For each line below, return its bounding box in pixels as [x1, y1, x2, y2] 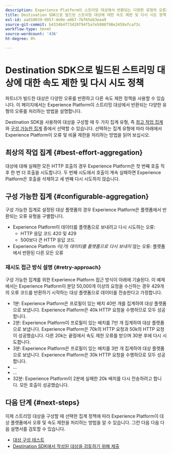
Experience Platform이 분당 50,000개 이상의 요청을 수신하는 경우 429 [18, 283, 160, 289]
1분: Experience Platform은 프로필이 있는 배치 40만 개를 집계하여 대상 [12, 300, 154, 306]
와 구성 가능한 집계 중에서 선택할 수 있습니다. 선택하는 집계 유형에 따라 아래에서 [5, 125, 162, 131]
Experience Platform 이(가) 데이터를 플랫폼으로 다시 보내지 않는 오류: [12, 243, 152, 250]
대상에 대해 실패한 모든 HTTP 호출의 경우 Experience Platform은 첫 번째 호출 [5, 163, 160, 169]
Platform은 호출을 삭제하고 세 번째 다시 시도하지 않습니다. [5, 176, 120, 182]
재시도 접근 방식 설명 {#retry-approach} [5, 264, 101, 271]
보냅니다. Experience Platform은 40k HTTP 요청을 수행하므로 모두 [22, 307, 156, 313]
